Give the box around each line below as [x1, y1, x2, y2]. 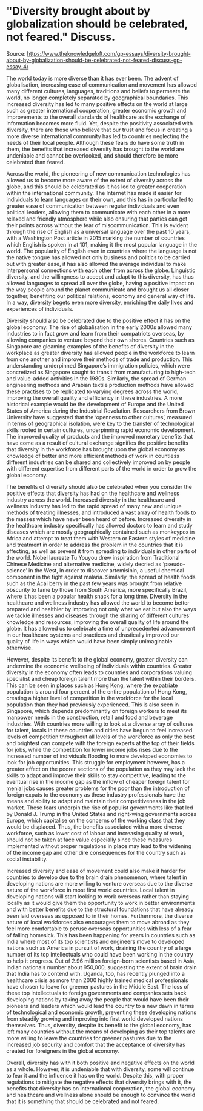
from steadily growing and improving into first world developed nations [6, 1015, 184, 1022]
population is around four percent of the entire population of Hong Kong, [6, 688, 187, 695]
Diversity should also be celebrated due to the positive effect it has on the [6, 317, 191, 324]
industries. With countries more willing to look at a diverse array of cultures [6, 720, 194, 728]
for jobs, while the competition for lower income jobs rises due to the [6, 746, 178, 753]
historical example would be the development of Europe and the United [6, 400, 184, 408]
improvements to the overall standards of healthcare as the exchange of [6, 113, 187, 121]
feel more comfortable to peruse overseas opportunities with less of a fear [6, 925, 192, 932]
